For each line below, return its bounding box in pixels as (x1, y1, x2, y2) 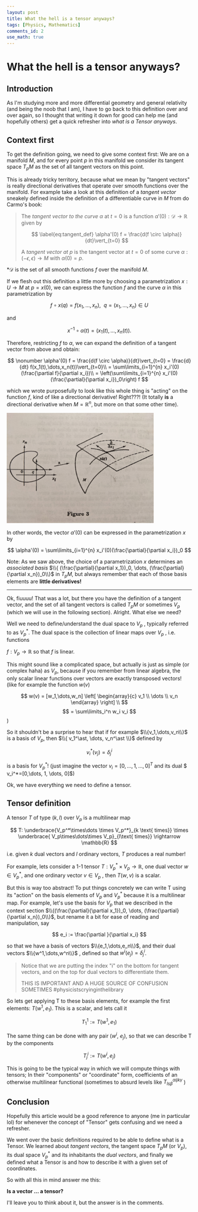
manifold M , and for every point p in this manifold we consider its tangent (6, 156, 184, 164)
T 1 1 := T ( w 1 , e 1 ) (82, 1017, 117, 1027)
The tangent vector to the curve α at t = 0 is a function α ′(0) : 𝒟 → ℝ (21, 212, 187, 220)
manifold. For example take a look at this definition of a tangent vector (6, 188, 176, 195)
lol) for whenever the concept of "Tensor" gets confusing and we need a (6, 1119, 183, 1126)
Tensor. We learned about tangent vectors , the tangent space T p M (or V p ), (6, 1143, 187, 1151)
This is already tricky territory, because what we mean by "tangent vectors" (6, 176, 190, 183)
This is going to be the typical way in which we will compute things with (6, 1064, 180, 1072)
